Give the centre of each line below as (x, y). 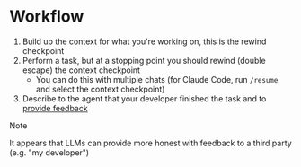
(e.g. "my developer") (49, 152)
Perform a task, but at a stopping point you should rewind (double (144, 60)
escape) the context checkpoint (81, 70)
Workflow (47, 17)
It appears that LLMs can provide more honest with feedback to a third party (150, 143)
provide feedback (55, 108)
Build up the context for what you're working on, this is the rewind (144, 41)
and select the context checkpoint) (100, 89)
